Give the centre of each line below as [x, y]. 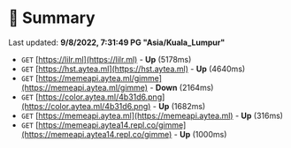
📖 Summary [52, 18]
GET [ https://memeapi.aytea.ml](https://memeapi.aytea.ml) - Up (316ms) [152, 115]
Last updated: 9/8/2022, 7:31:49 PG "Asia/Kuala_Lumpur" [117, 42]
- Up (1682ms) [179, 106]
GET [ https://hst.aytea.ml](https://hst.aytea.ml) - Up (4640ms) [133, 69]
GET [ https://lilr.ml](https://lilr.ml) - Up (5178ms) [106, 59]
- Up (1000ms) [200, 134]
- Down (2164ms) [181, 87]
